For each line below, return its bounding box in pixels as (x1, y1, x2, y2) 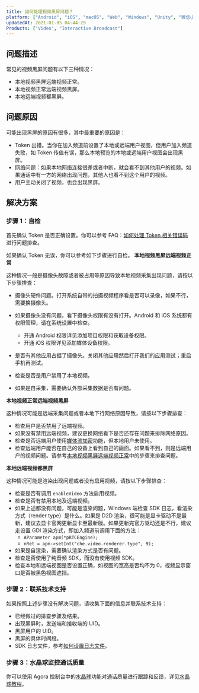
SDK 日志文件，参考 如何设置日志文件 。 (14, 642, 111, 649)
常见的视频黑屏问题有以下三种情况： (6, 66, 95, 73)
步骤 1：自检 (6, 217, 41, 225)
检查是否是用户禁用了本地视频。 (14, 371, 93, 379)
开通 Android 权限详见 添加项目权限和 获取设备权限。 (23, 332, 150, 339)
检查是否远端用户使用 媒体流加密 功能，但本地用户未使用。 (14, 437, 155, 444)
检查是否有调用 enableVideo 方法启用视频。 (14, 489, 120, 497)
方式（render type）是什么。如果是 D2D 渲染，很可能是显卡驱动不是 (14, 511, 182, 519)
